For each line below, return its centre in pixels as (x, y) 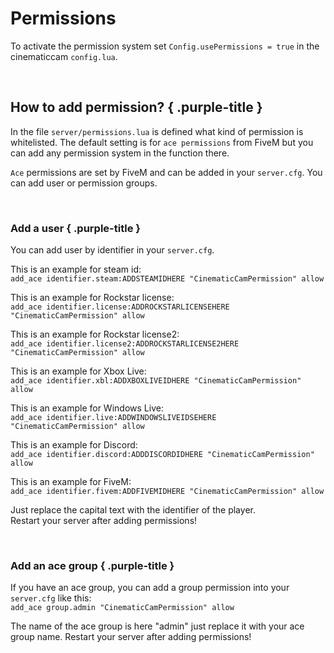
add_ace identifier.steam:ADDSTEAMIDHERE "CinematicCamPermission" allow (167, 279)
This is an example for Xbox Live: (78, 371)
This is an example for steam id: (76, 269)
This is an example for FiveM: (71, 482)
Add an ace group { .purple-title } (92, 565)
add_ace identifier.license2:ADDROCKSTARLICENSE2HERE (125, 344)
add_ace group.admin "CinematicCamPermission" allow (122, 608)
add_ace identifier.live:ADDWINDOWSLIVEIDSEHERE (113, 418)
